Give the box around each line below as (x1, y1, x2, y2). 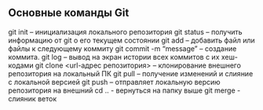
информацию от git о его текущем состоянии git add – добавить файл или (8, 35, 255, 45)
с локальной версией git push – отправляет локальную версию (8, 77, 221, 86)
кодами (8, 60, 34, 70)
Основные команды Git (8, 6, 130, 20)
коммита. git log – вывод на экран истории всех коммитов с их (8, 52, 220, 61)
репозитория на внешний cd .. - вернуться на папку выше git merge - (8, 86, 241, 95)
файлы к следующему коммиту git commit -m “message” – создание (8, 43, 237, 53)
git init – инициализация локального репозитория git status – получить (8, 27, 243, 36)
